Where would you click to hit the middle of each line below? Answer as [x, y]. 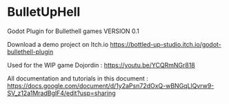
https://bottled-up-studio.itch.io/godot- [166, 44]
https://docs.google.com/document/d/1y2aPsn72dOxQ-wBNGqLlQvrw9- [111, 85]
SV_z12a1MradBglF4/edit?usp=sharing [61, 93]
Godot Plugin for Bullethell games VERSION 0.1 [73, 31]
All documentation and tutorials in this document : [78, 78]
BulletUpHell [44, 12]
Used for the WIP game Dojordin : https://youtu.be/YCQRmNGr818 [101, 65]
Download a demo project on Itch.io [58, 44]
